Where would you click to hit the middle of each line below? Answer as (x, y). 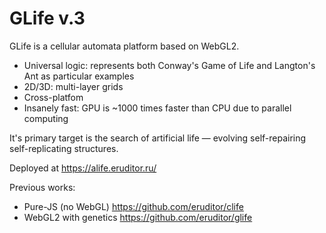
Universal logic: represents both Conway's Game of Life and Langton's (169, 65)
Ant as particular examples (79, 76)
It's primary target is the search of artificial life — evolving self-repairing (158, 138)
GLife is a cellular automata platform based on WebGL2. (124, 46)
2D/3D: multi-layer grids (73, 86)
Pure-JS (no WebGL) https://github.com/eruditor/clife (133, 206)
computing (46, 118)
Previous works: (42, 187)
